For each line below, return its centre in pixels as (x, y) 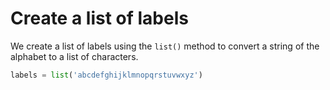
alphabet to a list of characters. (74, 56)
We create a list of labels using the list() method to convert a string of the (165, 46)
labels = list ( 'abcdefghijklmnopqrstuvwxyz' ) (106, 75)
